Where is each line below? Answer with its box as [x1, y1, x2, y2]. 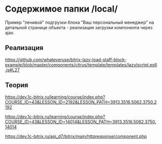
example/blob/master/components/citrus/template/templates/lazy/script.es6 [5, 62, 157, 67]
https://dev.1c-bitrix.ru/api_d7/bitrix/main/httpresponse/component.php [5, 133, 147, 139]
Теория [5, 81, 29, 89]
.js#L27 [5, 67, 20, 73]
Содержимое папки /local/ [5, 3, 118, 15]
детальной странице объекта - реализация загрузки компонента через [5, 24, 153, 30]
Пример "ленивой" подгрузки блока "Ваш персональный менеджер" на [5, 19, 154, 25]
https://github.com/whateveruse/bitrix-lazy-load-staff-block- [5, 57, 127, 63]
